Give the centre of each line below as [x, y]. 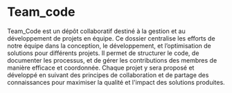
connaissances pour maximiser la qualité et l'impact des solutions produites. [116, 82]
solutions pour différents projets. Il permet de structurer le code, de [103, 53]
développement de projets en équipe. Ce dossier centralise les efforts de [111, 38]
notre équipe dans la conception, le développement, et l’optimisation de [109, 45]
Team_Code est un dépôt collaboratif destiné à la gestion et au [96, 31]
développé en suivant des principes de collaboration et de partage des [108, 75]
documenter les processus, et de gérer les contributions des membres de [112, 60]
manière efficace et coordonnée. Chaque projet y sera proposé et [101, 68]
